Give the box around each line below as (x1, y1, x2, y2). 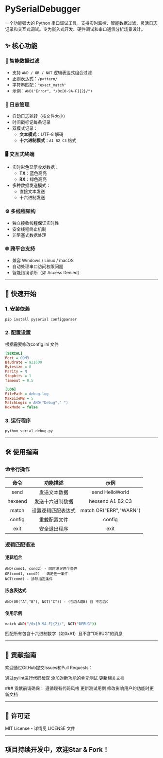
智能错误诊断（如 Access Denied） (12, 269, 82, 275)
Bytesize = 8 (5, 365, 32, 370)
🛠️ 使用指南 (5, 448, 39, 456)
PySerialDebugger (5, 3, 81, 15)
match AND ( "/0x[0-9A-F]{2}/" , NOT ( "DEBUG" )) (5, 621, 97, 626)
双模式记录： (12, 125, 38, 131)
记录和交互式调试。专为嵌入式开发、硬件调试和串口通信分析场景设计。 (5, 26, 146, 32)
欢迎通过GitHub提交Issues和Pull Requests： (5, 665, 93, 670)
